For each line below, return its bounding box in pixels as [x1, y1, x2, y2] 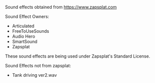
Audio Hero [12, 34, 36, 39]
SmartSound [12, 39, 38, 44]
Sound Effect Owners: [5, 14, 50, 19]
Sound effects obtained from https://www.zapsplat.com [5, 4, 117, 10]
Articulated [12, 23, 35, 29]
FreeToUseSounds [12, 28, 50, 34]
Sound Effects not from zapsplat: [5, 63, 72, 68]
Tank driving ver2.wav [12, 72, 57, 78]
